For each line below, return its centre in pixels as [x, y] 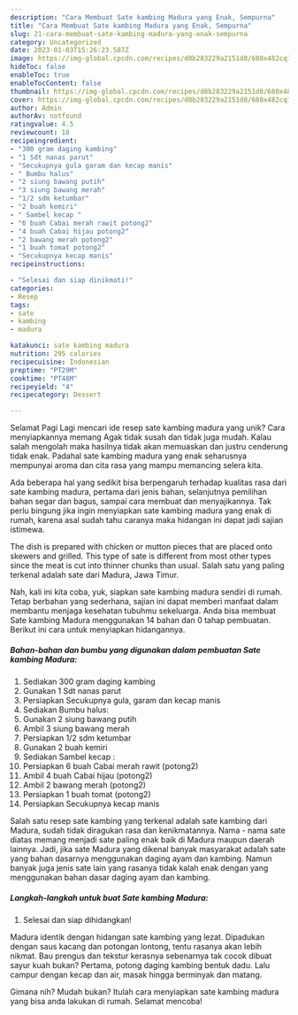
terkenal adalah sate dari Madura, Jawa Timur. [95, 575]
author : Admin [36, 108]
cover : [22, 100]
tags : [20, 305]
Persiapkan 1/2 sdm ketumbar [77, 738]
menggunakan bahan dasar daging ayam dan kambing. [110, 878]
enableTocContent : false [56, 83]
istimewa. [27, 530]
